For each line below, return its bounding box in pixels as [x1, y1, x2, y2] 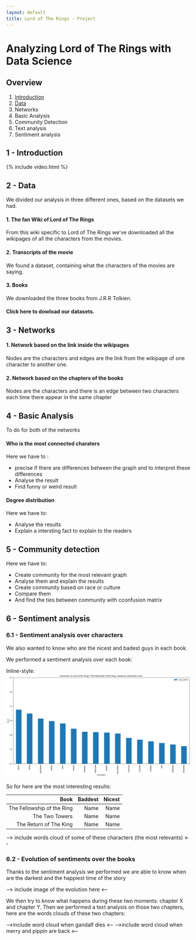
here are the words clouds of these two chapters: [6, 909, 126, 916]
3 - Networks [6, 325, 56, 335]
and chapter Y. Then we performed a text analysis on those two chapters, [6, 904, 184, 911]
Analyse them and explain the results [14, 577, 104, 585]
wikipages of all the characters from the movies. [6, 235, 123, 243]
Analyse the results [14, 521, 62, 528]
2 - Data [6, 180, 36, 191]
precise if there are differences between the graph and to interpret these [14, 464, 191, 471]
